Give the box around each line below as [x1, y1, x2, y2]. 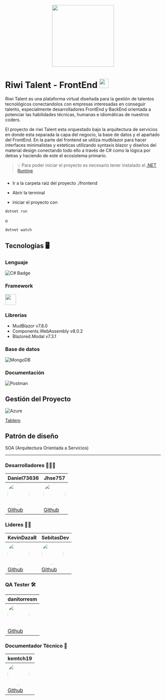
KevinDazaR [7, 534, 37, 541]
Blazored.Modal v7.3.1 [12, 333, 57, 339]
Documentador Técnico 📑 [5, 642, 68, 649]
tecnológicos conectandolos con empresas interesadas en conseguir [5, 101, 146, 107]
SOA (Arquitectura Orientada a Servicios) [5, 445, 89, 451]
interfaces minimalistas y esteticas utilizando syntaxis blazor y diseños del [5, 142, 157, 148]
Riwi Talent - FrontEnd [5, 80, 98, 91]
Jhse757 [43, 475, 66, 481]
